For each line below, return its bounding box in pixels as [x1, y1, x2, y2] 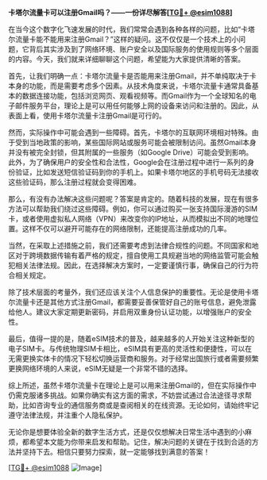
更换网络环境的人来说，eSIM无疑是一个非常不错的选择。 [8, 364, 192, 373]
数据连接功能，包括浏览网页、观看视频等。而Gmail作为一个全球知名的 [21, 91, 250, 100]
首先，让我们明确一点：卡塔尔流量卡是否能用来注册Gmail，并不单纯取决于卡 [8, 71, 257, 80]
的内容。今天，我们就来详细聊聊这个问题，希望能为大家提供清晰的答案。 [8, 55, 245, 63]
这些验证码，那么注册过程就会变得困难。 [8, 178, 141, 186]
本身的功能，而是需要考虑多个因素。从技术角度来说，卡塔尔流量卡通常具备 [8, 81, 252, 90]
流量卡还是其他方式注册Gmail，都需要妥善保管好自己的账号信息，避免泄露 [14, 298, 257, 306]
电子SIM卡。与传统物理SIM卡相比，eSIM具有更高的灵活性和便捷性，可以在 [8, 344, 253, 353]
